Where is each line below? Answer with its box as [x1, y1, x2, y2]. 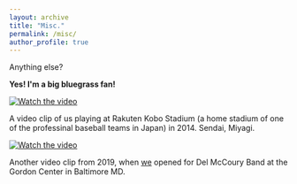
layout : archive [9, 12, 69, 22]
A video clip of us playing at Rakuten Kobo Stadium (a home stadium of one [9, 113, 285, 124]
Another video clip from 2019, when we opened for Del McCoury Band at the [9, 157, 288, 168]
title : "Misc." [9, 21, 65, 30]
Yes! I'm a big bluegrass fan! [9, 79, 116, 89]
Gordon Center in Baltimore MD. [9, 166, 126, 177]
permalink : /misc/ [9, 29, 77, 38]
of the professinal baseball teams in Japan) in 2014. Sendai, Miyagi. [9, 123, 255, 134]
